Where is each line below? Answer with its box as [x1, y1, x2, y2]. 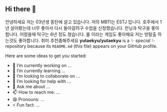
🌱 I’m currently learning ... [12, 68, 66, 74]
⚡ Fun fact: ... [12, 102, 40, 108]
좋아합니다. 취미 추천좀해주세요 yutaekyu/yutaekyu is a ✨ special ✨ [18, 37, 156, 43]
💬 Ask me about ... [12, 83, 50, 90]
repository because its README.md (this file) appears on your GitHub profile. [5, 43, 158, 49]
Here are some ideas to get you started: [5, 53, 87, 59]
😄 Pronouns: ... [12, 96, 45, 102]
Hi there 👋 [5, 5, 36, 13]
